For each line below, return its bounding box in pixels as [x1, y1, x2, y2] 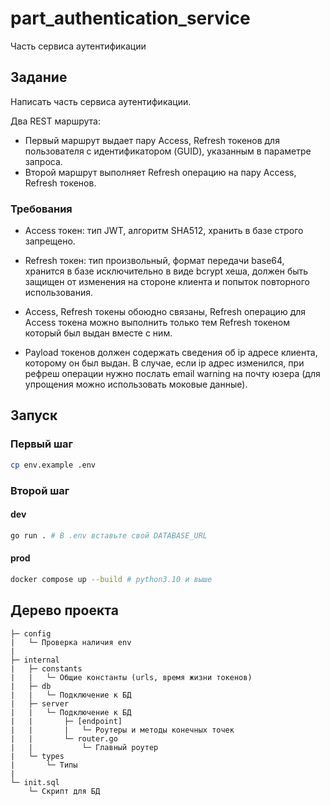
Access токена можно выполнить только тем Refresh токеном [24, 317, 290, 329]
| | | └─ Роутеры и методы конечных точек [10, 725, 235, 735]
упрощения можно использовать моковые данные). [24, 378, 248, 391]
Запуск [10, 407, 58, 424]
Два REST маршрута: [10, 115, 102, 127]
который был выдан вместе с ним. [24, 327, 173, 339]
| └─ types [10, 751, 65, 761]
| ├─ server [10, 698, 70, 709]
